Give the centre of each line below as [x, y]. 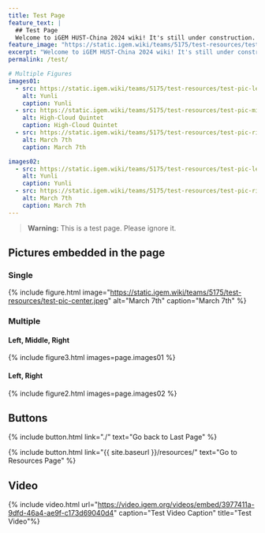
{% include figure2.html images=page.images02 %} [93, 393]
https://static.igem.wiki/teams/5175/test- [176, 292]
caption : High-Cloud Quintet [70, 126]
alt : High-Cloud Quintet [63, 118]
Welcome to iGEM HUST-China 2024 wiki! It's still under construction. [136, 38]
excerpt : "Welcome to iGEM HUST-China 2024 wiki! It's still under [121, 52]
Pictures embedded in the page [87, 253]
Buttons [28, 418]
